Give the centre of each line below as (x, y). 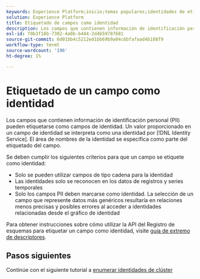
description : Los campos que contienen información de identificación (96, 28)
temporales (29, 187)
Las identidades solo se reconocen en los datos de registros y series (99, 181)
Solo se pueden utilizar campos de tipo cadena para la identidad (94, 175)
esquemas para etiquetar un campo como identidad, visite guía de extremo (98, 231)
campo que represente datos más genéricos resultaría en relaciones (99, 200)
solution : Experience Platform (45, 17)
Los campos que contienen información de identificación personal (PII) (93, 120)
